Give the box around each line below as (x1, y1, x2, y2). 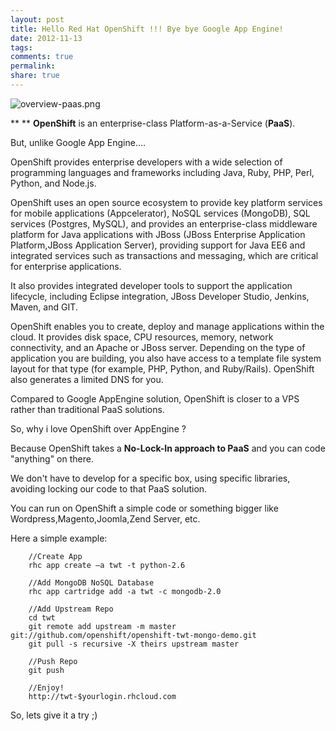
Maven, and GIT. (10, 301, 78, 313)
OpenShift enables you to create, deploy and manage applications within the (10, 320, 325, 332)
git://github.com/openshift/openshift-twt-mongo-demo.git (10, 630, 257, 640)
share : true (10, 71, 60, 81)
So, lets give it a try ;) (10, 709, 98, 721)
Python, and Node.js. (10, 177, 97, 189)
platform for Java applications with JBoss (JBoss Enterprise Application (10, 228, 306, 240)
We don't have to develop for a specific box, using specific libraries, (10, 472, 291, 484)
